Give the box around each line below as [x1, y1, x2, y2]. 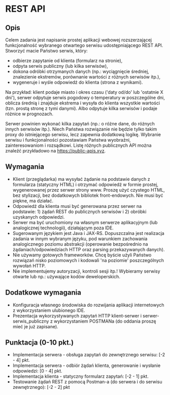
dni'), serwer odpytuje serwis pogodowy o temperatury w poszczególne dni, [5, 95, 165, 100]
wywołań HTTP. [12, 262, 46, 269]
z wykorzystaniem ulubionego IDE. [12, 307, 85, 313]
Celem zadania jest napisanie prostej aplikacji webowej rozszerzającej [5, 37, 152, 43]
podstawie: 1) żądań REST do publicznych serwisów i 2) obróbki [12, 208, 147, 215]
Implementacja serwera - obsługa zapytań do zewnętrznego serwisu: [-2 [12, 352, 165, 358]
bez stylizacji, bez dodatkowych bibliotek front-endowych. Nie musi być [12, 192, 163, 198]
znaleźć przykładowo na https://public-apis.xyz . [5, 148, 106, 153]
